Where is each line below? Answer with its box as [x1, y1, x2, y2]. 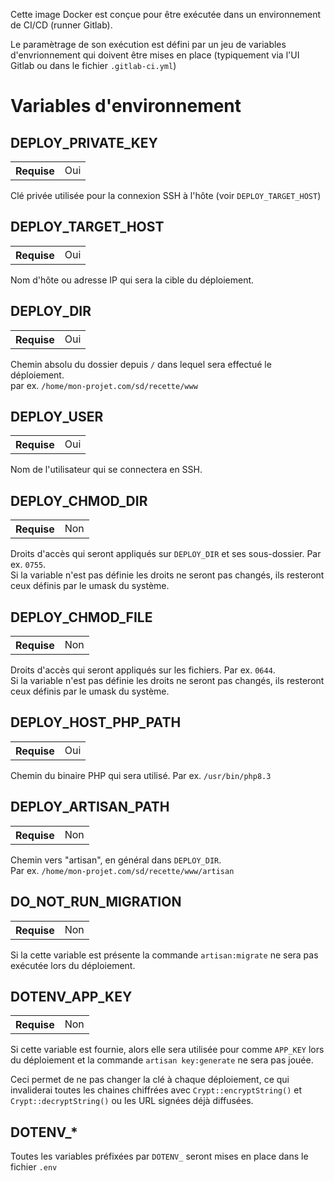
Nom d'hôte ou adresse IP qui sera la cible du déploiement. [10, 274, 255, 286]
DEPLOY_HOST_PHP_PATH [10, 714, 182, 731]
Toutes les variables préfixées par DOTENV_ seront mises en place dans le [10, 1150, 309, 1163]
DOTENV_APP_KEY [10, 988, 133, 1005]
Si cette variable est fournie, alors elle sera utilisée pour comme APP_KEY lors [10, 1044, 325, 1056]
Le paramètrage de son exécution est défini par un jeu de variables [10, 39, 287, 50]
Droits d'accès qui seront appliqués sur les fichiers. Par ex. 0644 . [10, 664, 276, 676]
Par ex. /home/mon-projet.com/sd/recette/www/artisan [10, 864, 235, 876]
